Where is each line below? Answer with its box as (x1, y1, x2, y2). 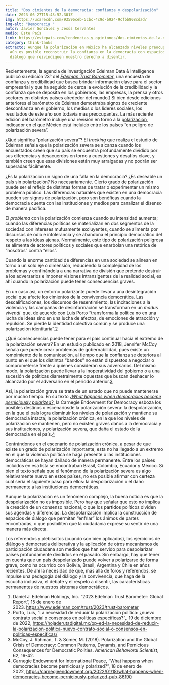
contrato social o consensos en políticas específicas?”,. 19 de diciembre (12, 615, 162, 621)
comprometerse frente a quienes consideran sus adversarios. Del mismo (5, 363, 156, 369)
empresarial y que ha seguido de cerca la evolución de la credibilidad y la (5, 84, 157, 90)
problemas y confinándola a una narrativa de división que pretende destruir (5, 268, 162, 274)
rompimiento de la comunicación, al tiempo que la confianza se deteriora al (5, 352, 161, 358)
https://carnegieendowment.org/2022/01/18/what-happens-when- (26, 669, 164, 675)
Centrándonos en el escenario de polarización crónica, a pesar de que (5, 441, 151, 447)
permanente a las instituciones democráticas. (5, 484, 100, 490)
